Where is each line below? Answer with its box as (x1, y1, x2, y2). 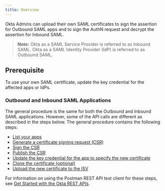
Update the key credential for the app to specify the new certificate (12, 155, 151, 161)
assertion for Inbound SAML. (5, 31, 64, 37)
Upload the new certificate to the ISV (12, 165, 89, 172)
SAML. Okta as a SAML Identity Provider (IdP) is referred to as (17, 46, 146, 52)
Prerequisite (5, 66, 44, 75)
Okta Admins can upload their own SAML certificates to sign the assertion (5, 21, 157, 27)
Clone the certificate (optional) (12, 160, 76, 166)
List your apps (12, 134, 42, 140)
